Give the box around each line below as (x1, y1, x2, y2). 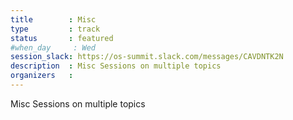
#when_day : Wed (10, 42, 97, 53)
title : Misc (10, 14, 97, 25)
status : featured (10, 33, 114, 43)
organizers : (10, 71, 74, 81)
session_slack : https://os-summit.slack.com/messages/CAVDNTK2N (10, 52, 284, 62)
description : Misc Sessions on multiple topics (10, 61, 222, 71)
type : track (10, 24, 101, 34)
